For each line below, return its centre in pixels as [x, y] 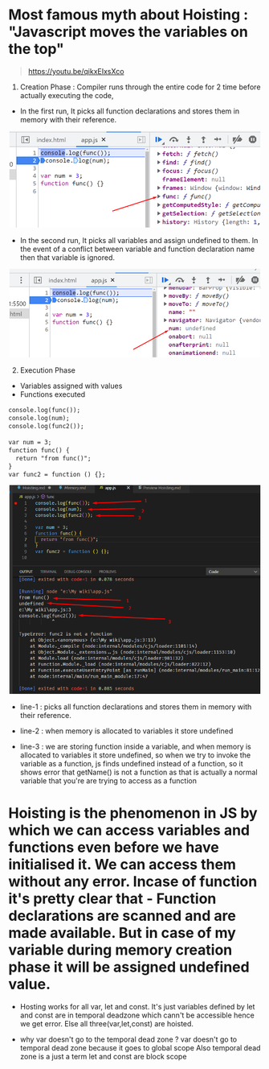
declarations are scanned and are [122, 916]
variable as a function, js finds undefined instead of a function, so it [131, 763]
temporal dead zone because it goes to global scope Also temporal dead [140, 1047]
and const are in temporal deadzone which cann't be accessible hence [137, 1015]
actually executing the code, [67, 95]
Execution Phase [48, 370]
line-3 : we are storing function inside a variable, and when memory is [135, 746]
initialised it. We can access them [122, 864]
